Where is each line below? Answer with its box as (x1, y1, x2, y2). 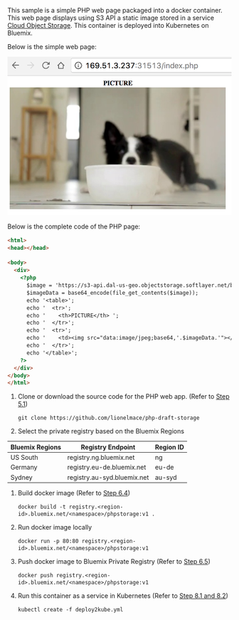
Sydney (10, 473, 33, 481)
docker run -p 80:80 (17, 537, 79, 545)
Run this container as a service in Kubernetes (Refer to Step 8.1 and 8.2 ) (17, 592, 229, 600)
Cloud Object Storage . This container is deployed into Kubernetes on (7, 21, 209, 29)
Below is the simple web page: (7, 43, 97, 51)
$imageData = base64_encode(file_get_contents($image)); (26, 289, 199, 296)
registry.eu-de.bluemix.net (67, 463, 147, 472)
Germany (10, 463, 38, 472)
